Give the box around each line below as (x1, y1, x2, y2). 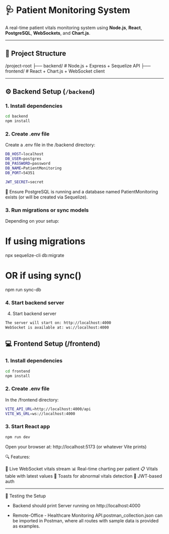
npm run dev (5, 434, 30, 439)
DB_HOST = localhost (5, 152, 44, 157)
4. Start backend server (5, 299, 64, 306)
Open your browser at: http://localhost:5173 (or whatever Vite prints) (5, 443, 147, 449)
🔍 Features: (5, 453, 30, 459)
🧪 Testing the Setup (5, 493, 46, 499)
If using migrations (5, 236, 86, 247)
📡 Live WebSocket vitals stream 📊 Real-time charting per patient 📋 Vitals (5, 465, 158, 472)
